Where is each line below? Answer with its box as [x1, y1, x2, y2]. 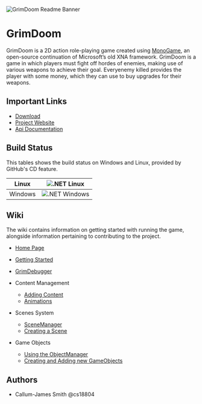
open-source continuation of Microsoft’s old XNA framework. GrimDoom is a [6, 53, 197, 60]
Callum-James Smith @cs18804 [14, 391, 95, 398]
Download [14, 112, 41, 120]
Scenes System [14, 309, 54, 316]
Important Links [6, 97, 68, 107]
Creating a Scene [24, 327, 68, 335]
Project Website [14, 118, 55, 126]
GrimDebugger [14, 268, 52, 275]
